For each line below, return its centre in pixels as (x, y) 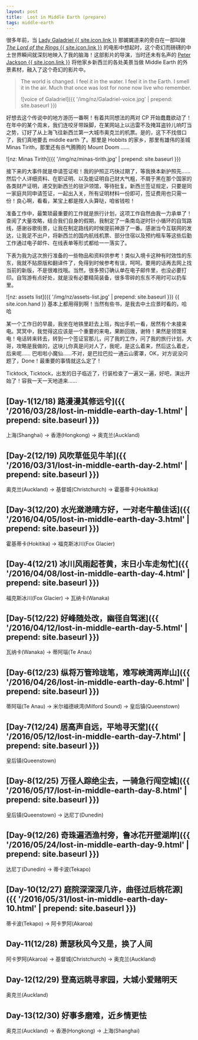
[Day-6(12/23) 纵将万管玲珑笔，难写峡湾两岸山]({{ (98, 673)
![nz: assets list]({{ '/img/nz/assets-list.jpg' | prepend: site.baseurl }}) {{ (93, 297)
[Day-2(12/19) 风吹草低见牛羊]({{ (66, 456)
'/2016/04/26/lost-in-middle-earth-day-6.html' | (98, 682)
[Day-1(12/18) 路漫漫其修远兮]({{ (66, 401)
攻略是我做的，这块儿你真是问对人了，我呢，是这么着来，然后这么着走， (104, 346)
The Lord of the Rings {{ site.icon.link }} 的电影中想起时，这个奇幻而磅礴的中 (99, 47)
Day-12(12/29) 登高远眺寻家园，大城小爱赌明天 (92, 979)
